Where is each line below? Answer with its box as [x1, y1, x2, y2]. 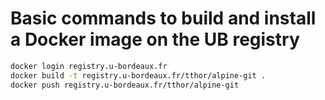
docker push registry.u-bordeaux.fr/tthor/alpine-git [10, 80, 240, 90]
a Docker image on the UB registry [10, 28, 300, 51]
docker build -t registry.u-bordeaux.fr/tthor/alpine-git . [10, 70, 267, 81]
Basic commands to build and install [10, 7, 317, 30]
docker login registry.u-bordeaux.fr [10, 61, 168, 71]
